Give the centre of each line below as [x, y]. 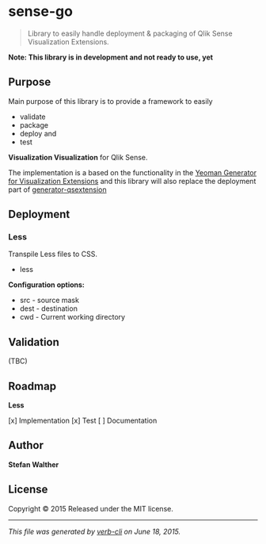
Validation [34, 342]
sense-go [41, 11]
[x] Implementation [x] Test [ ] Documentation [83, 421]
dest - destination [48, 308]
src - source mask [49, 301]
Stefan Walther [34, 464]
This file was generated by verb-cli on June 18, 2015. [95, 531]
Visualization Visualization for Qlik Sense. [78, 157]
